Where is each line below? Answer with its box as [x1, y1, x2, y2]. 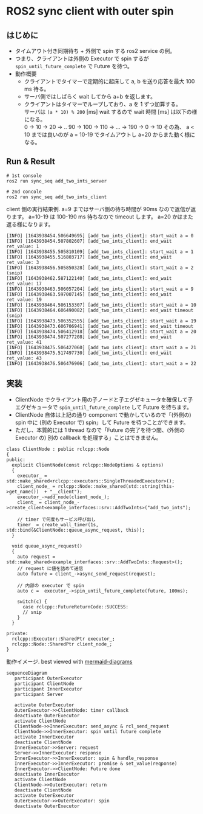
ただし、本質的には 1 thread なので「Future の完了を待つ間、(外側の [15, 426, 185, 433]
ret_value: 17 [6, 280, 42, 287]
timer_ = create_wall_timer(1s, [17, 521, 99, 527]
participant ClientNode [14, 680, 75, 687]
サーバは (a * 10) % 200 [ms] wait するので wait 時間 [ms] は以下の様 [24, 108, 198, 115]
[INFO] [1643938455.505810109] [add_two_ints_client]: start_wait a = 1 [6, 248, 194, 255]
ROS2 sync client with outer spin [6, 4, 174, 18]
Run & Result [6, 156, 56, 167]
